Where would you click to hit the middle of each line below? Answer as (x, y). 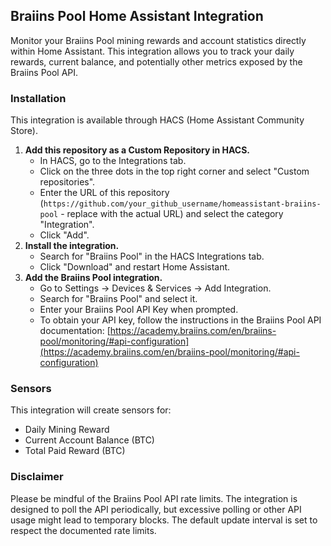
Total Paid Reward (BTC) (75, 451)
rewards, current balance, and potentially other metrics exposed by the (156, 61)
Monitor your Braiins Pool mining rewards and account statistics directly (158, 40)
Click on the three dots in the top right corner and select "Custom (174, 171)
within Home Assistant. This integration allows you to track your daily (152, 51)
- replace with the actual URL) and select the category (172, 214)
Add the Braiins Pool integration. (93, 278)
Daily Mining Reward (67, 430)
